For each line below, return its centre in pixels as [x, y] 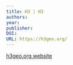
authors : [17, 17]
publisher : [20, 28]
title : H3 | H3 [25, 12]
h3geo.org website [29, 56]
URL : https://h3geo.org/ [37, 39]
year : [13, 22]
